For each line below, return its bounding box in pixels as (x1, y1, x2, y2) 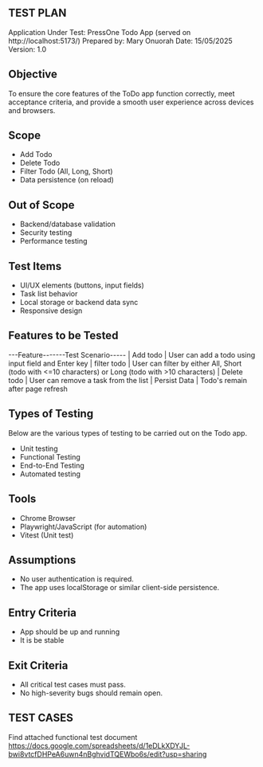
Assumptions (8, 553, 77, 566)
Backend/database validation (19, 219, 116, 229)
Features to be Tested (8, 329, 119, 342)
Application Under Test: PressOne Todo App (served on (8, 27, 191, 37)
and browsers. (8, 105, 56, 115)
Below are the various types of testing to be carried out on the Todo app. (8, 428, 248, 437)
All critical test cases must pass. (19, 679, 126, 689)
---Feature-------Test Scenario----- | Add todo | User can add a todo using (8, 350, 256, 359)
